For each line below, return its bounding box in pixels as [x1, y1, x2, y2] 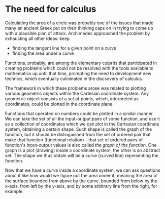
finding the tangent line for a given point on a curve [12, 45, 117, 51]
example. [5, 188, 24, 194]
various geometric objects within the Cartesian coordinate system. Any [5, 90, 149, 96]
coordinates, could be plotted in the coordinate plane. [5, 101, 114, 107]
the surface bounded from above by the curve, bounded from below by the [5, 178, 158, 184]
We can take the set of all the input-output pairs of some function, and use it [5, 116, 160, 121]
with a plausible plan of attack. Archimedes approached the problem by [5, 30, 150, 36]
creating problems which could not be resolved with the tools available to [5, 65, 154, 71]
